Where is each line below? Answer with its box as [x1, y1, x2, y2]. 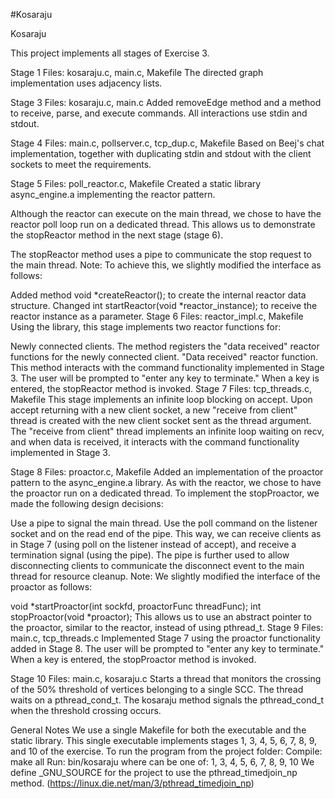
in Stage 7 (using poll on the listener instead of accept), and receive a [10, 539, 297, 550]
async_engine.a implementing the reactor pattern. [10, 189, 216, 200]
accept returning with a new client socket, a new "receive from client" [10, 404, 298, 416]
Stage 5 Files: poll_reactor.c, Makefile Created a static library [10, 178, 262, 189]
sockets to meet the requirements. [10, 159, 152, 170]
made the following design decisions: [10, 498, 164, 509]
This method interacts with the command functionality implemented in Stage [10, 362, 325, 373]
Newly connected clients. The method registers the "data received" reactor [10, 340, 320, 352]
